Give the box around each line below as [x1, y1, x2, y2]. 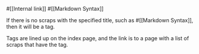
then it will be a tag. [6, 23, 55, 30]
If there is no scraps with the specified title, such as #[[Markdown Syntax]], [6, 17, 194, 23]
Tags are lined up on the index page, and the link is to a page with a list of [6, 35, 189, 41]
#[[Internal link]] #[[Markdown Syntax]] [6, 5, 104, 12]
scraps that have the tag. [6, 41, 68, 48]
